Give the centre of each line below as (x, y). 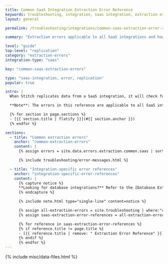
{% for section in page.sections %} (48, 114)
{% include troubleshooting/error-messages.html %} (73, 160)
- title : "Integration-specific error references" (63, 169)
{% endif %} (31, 238)
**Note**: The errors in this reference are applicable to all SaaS (82, 105)
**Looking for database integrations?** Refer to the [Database (87, 188)
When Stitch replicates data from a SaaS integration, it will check (83, 96)
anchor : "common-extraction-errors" (52, 142)
